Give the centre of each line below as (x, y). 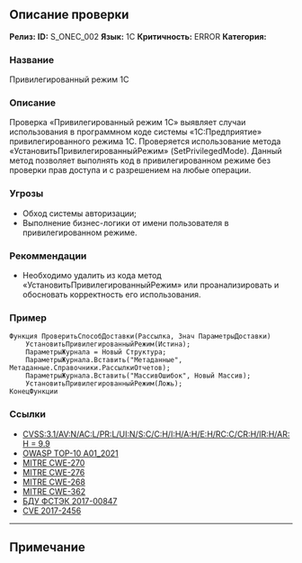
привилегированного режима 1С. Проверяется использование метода (145, 141)
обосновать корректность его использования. (111, 295)
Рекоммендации (48, 256)
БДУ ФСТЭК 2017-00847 (70, 501)
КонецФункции (34, 392)
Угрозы (27, 194)
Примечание (47, 547)
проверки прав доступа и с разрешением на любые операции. (130, 170)
